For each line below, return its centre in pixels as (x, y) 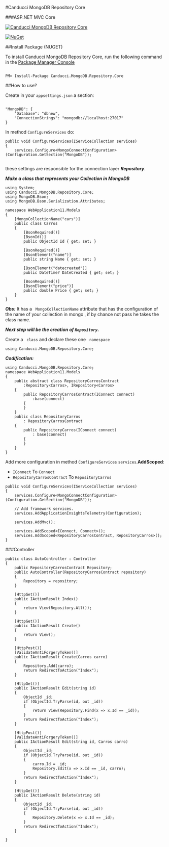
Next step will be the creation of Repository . (52, 329)
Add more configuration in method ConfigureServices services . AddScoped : (85, 462)
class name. (18, 320)
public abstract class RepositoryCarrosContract (67, 381)
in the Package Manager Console (40, 62)
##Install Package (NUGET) (34, 47)
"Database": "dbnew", (37, 114)
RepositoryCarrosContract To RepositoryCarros (62, 477)
